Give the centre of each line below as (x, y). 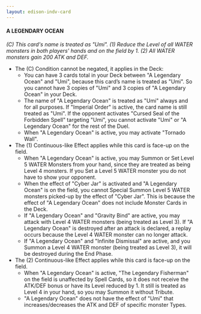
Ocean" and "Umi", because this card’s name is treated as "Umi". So (108, 81)
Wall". (31, 139)
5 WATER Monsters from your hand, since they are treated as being (107, 164)
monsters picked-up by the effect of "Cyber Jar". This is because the (109, 196)
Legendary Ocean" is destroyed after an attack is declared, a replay (107, 228)
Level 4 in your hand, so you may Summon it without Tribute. (99, 292)
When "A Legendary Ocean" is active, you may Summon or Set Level (109, 158)
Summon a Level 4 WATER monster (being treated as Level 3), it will (108, 247)
